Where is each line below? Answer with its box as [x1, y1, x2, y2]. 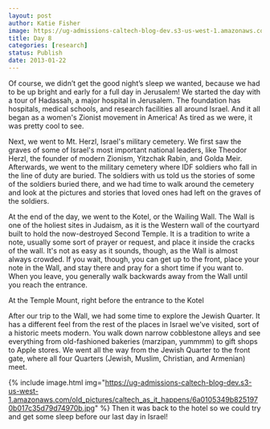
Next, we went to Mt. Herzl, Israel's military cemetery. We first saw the [8, 136, 242, 146]
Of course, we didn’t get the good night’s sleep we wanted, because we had [8, 78, 260, 88]
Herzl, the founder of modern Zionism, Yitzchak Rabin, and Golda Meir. [8, 153, 243, 163]
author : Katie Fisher [8, 19, 81, 27]
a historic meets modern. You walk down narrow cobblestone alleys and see [8, 328, 261, 338]
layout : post [8, 11, 52, 20]
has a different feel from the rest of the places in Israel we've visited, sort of [8, 319, 260, 329]
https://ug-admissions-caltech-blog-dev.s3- [104, 378, 252, 387]
